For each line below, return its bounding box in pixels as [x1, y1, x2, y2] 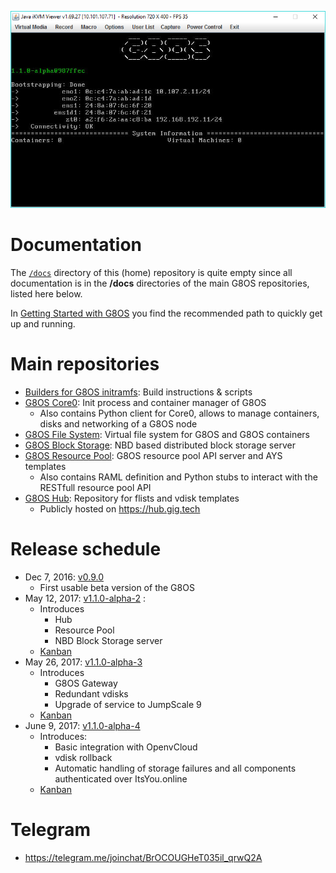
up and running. [10, 317, 76, 330]
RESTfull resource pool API [39, 481, 152, 493]
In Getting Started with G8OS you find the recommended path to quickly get [10, 307, 323, 319]
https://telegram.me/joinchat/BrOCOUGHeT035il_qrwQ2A [24, 851, 263, 863]
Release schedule [10, 537, 162, 560]
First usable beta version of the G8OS [39, 581, 195, 593]
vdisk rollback [54, 751, 113, 763]
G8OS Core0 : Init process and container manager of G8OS [24, 396, 267, 408]
